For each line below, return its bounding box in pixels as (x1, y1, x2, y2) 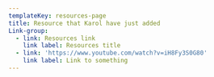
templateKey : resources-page (8, 11, 107, 20)
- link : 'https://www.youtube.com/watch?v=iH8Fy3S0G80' (15, 49, 208, 57)
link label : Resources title (23, 42, 121, 50)
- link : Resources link (15, 34, 95, 43)
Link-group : (8, 26, 48, 34)
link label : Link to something (23, 57, 128, 65)
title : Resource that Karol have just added (8, 19, 161, 27)
